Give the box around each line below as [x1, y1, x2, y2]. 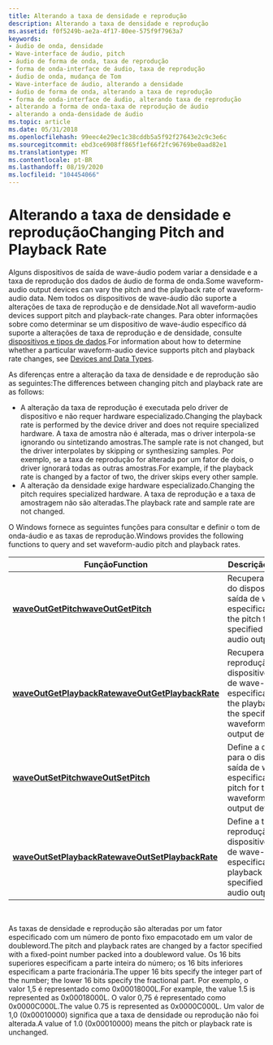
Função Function [84, 558, 149, 570]
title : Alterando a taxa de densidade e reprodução [8, 11, 187, 20]
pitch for [227, 782, 260, 794]
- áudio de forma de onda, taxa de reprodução [8, 58, 169, 66]
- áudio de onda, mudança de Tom [8, 72, 122, 81]
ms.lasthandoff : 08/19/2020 [8, 164, 104, 172]
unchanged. [8, 1027, 49, 1037]
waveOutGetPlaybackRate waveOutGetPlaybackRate [12, 687, 219, 698]
